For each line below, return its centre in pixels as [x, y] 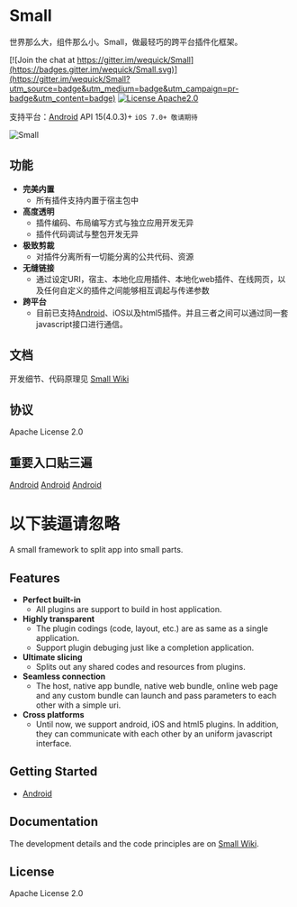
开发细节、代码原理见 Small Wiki [69, 379]
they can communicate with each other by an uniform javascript [154, 733]
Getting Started [54, 772]
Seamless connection [64, 676]
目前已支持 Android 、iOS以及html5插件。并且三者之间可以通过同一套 [162, 313]
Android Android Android [55, 485]
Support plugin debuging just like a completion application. [145, 647]
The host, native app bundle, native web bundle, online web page [157, 685]
